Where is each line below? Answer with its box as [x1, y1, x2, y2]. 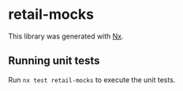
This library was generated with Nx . [8, 31, 124, 41]
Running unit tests [8, 54, 100, 67]
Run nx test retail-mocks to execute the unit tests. [8, 75, 176, 84]
